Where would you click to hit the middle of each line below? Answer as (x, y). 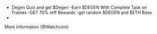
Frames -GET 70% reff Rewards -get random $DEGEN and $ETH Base (82, 12)
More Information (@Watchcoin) (37, 27)
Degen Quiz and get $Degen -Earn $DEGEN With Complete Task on (79, 7)
